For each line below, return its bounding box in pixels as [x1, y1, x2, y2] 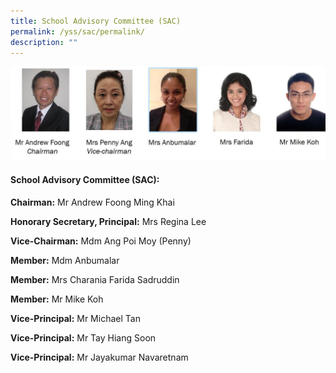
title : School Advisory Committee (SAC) [10, 16, 182, 26]
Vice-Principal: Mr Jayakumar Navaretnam [10, 351, 189, 363]
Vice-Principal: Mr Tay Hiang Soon [10, 331, 157, 344]
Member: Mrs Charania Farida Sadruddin [10, 273, 180, 285]
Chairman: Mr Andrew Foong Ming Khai [10, 196, 175, 208]
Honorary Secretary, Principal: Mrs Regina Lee [10, 215, 207, 227]
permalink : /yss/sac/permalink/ [10, 26, 145, 37]
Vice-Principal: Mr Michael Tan [10, 312, 141, 324]
